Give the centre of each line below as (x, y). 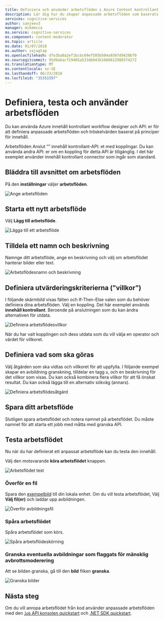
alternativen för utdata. (28, 315)
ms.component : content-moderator (39, 37)
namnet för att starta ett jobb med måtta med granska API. (64, 424)
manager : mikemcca (24, 28)
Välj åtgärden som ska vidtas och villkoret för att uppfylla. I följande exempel (82, 367)
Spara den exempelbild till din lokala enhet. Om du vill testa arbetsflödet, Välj (82, 494)
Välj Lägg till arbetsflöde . (31, 221)
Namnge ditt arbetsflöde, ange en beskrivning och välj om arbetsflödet (77, 258)
